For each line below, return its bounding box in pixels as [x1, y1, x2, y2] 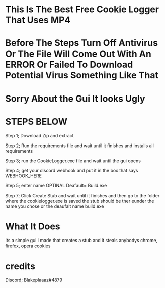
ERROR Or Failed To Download [5, 59, 133, 70]
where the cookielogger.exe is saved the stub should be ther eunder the [5, 198, 154, 204]
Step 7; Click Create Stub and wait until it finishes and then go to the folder [5, 192, 160, 198]
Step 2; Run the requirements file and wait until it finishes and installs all [5, 142, 154, 149]
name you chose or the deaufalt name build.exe [5, 203, 104, 209]
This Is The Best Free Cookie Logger [5, 4, 159, 15]
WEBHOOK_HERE [5, 173, 42, 179]
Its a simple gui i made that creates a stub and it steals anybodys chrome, [5, 237, 157, 244]
